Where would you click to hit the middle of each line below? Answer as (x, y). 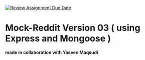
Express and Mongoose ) (58, 39)
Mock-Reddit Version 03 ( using (73, 28)
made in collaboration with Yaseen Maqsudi (52, 52)
